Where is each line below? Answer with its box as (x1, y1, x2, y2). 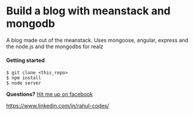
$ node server (6, 80, 42, 86)
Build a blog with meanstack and (6, 4, 171, 18)
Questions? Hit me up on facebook (6, 91, 93, 98)
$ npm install (6, 75, 42, 81)
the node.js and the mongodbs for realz (6, 43, 103, 50)
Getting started (6, 57, 45, 64)
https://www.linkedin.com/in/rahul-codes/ (6, 102, 109, 110)
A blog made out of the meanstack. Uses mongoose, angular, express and (6, 36, 189, 43)
